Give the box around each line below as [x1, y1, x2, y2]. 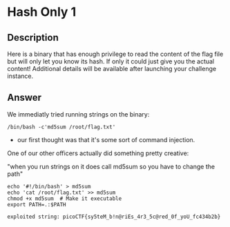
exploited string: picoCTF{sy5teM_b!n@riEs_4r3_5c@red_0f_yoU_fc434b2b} [7, 213, 221, 220]
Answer [7, 92, 42, 103]
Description [7, 32, 59, 43]
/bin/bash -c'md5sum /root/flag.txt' [7, 124, 116, 130]
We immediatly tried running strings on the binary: [7, 110, 150, 118]
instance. [7, 72, 34, 80]
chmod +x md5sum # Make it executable [7, 195, 122, 202]
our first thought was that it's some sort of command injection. [17, 135, 195, 144]
